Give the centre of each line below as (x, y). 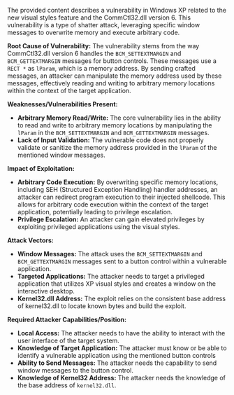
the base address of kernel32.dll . (67, 385)
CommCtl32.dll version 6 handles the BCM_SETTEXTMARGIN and (94, 53)
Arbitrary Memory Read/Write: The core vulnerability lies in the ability (119, 118)
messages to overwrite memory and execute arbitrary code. (94, 32)
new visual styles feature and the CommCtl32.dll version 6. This (99, 18)
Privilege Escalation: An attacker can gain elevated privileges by (111, 219)
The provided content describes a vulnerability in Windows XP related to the (117, 10)
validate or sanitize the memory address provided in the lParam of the (117, 147)
